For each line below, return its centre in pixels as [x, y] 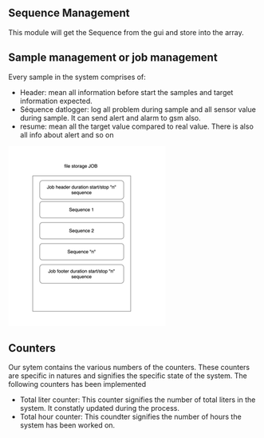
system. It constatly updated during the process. [99, 408]
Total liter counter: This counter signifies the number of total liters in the [138, 400]
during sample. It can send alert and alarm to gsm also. [110, 117]
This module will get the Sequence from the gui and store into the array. [126, 32]
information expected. [56, 101]
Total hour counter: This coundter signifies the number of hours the [130, 417]
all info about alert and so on [67, 134]
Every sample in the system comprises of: [77, 77]
